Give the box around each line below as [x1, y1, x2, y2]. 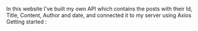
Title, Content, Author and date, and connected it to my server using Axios [6, 12, 192, 19]
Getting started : [6, 18, 47, 25]
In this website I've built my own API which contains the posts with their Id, [6, 5, 193, 12]
